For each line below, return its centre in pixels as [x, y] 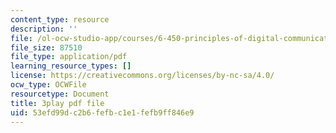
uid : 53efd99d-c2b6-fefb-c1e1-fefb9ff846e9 [102, 112]
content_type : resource [60, 19]
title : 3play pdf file [57, 103]
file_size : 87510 [46, 47]
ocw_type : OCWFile [48, 85]
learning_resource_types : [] [71, 66]
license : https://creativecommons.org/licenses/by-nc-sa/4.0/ [142, 76]
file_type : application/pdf [69, 57]
